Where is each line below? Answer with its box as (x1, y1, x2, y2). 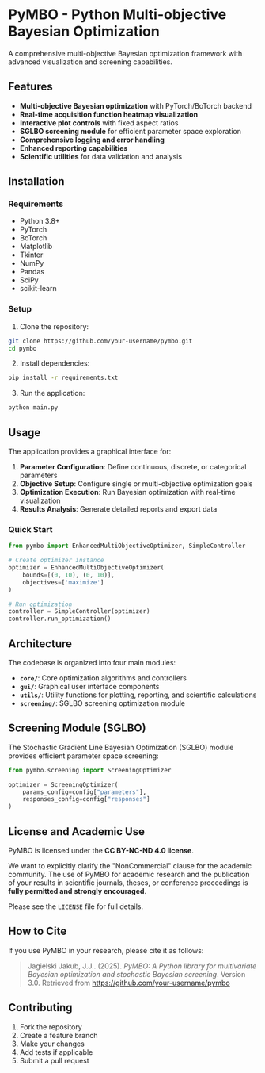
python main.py (8, 404, 59, 412)
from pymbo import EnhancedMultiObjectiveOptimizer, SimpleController (8, 542, 246, 550)
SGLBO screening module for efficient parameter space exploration (19, 126, 241, 136)
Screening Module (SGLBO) (8, 722, 146, 735)
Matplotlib (19, 242, 53, 251)
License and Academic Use (8, 825, 145, 838)
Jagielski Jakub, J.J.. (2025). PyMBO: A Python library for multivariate (27, 961, 257, 971)
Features (8, 80, 53, 94)
